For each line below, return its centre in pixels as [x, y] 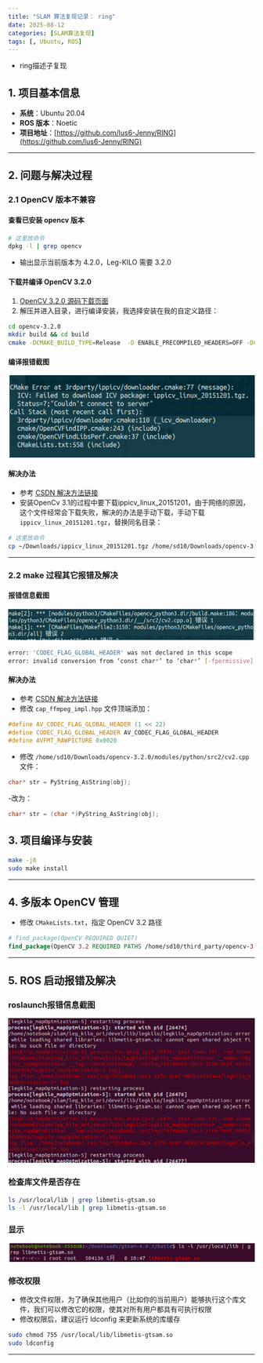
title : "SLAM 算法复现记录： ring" [62, 16]
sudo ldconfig [31, 1343]
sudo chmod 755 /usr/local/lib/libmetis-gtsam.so [91, 1335]
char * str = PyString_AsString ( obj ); [70, 782]
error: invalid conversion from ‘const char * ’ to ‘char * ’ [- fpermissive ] [131, 661]
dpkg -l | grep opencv [45, 246]
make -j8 [22, 860]
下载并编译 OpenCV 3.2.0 [50, 282]
